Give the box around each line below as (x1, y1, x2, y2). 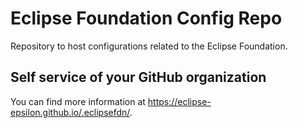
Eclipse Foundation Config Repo (10, 7, 283, 30)
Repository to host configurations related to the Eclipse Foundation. (10, 40, 288, 52)
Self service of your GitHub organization (10, 69, 267, 86)
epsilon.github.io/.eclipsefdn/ (10, 106, 130, 118)
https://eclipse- (147, 95, 212, 107)
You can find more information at (10, 95, 146, 107)
